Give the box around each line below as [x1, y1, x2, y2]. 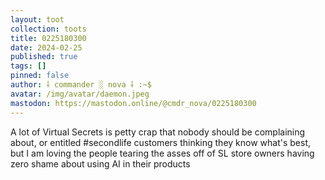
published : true [10, 52, 78, 62]
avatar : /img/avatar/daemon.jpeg [10, 89, 150, 99]
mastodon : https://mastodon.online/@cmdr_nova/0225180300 [10, 98, 257, 108]
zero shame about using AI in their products [10, 157, 191, 170]
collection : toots [10, 24, 87, 34]
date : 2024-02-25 [10, 42, 83, 53]
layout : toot [10, 14, 65, 25]
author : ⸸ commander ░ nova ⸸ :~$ [10, 80, 152, 90]
